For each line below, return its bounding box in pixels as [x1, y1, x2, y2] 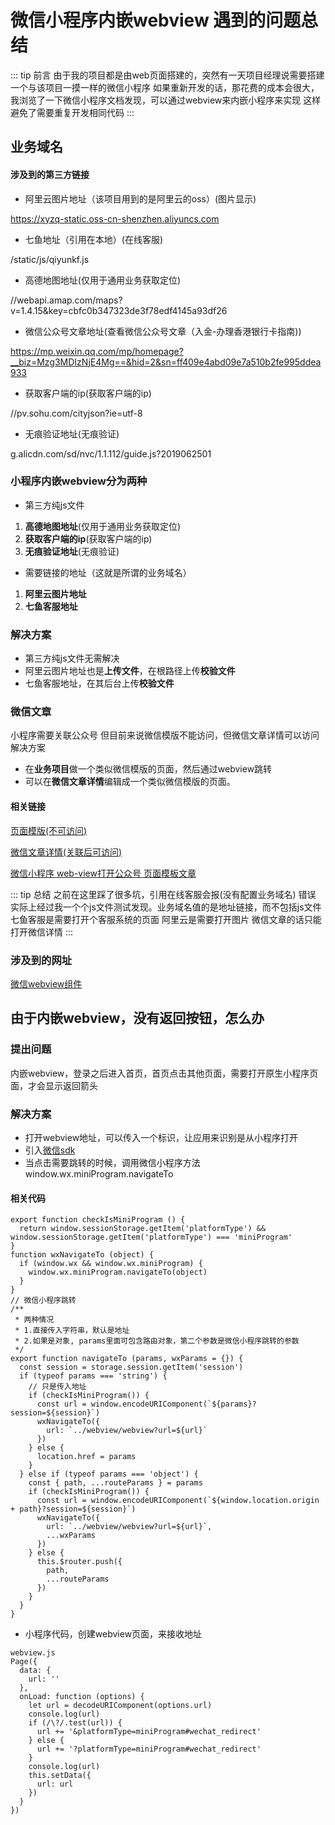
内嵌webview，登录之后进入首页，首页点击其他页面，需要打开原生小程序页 [10, 1067, 319, 1079]
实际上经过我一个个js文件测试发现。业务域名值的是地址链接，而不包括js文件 [10, 901, 322, 913]
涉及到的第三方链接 [10, 168, 90, 180]
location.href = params [36, 1452, 137, 1462]
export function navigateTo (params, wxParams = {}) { [10, 1354, 244, 1364]
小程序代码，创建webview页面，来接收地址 [24, 1628, 203, 1640]
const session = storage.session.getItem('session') [19, 1362, 244, 1373]
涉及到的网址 [10, 953, 73, 967]
